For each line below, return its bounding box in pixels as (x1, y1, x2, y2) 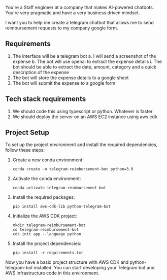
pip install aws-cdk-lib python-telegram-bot (12, 204, 111, 209)
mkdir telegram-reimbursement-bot (12, 223, 86, 228)
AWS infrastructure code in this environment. (5, 270, 99, 276)
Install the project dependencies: (12, 240, 82, 247)
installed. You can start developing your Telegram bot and (34, 265, 155, 271)
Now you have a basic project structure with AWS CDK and (5, 259, 129, 265)
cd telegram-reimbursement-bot (12, 227, 79, 232)
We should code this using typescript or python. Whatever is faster (12, 108, 153, 114)
